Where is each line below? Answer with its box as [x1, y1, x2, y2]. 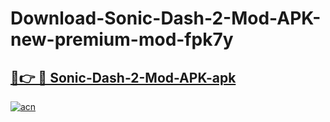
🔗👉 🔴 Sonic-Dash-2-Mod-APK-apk [10, 69, 237, 86]
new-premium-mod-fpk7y [10, 28, 234, 51]
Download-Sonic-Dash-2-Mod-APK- [10, 7, 322, 30]
